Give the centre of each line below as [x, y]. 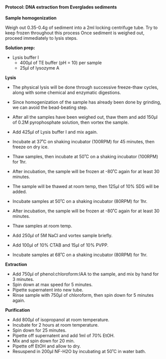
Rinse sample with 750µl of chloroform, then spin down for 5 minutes [83, 295]
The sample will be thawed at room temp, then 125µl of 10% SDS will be [85, 186]
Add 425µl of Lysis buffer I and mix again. [55, 132]
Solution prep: [20, 48]
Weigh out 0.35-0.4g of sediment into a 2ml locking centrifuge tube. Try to [82, 28]
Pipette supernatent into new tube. [48, 290]
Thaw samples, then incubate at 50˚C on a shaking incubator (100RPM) [85, 157]
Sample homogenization [31, 18]
